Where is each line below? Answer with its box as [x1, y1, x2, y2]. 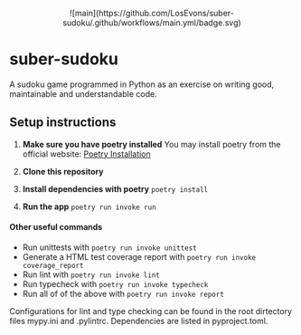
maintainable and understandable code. [9, 88, 157, 99]
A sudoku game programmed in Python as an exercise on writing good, [9, 79, 275, 90]
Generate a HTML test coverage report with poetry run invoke [22, 251, 256, 262]
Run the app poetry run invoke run [22, 201, 156, 212]
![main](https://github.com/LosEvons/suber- [69, 8, 235, 18]
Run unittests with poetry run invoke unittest [22, 242, 197, 253]
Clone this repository [22, 166, 104, 177]
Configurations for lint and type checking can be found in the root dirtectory [9, 305, 292, 316]
